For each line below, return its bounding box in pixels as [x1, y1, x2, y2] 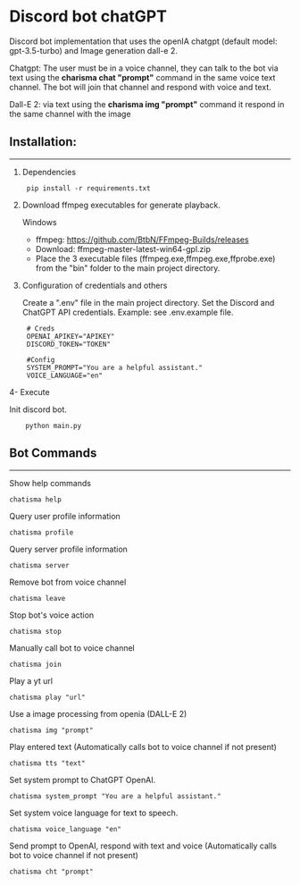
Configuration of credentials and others [21, 280, 168, 291]
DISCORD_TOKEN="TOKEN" [26, 340, 112, 349]
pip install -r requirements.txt [26, 183, 151, 193]
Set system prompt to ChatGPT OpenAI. [9, 774, 156, 785]
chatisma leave [9, 594, 66, 603]
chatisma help [9, 494, 62, 504]
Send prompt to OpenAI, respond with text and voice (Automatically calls [9, 840, 277, 851]
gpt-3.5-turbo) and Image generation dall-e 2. [9, 45, 179, 55]
